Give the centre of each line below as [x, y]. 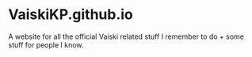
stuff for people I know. [46, 44]
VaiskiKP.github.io [71, 15]
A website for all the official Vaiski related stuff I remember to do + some [126, 36]
